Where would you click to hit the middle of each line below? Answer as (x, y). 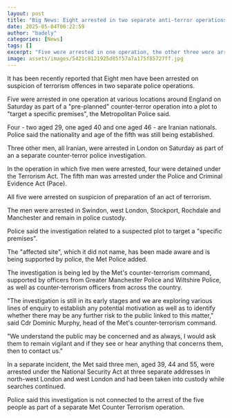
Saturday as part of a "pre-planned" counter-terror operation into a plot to (112, 106)
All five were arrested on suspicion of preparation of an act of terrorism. (109, 197)
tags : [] (20, 46)
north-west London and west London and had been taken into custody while (116, 379)
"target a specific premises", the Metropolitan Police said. (89, 113)
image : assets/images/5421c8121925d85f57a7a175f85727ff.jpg (96, 59)
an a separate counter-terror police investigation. (77, 155)
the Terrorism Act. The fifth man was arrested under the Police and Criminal (115, 176)
